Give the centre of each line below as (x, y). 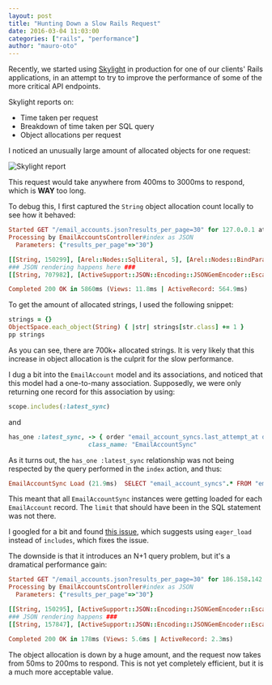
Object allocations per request (70, 135)
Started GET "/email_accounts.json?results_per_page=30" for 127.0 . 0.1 (132, 230)
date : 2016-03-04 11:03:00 (54, 31)
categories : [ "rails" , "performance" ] (74, 39)
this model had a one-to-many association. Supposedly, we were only (125, 383)
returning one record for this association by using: (92, 392)
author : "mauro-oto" (43, 46)
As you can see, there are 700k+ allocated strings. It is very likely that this (132, 350)
